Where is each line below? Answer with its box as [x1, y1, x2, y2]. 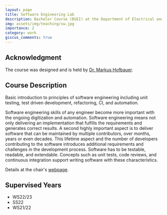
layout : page [5, 7, 32, 12]
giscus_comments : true [5, 35, 52, 40]
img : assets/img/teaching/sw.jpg [5, 21, 75, 26]
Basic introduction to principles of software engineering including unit [5, 94, 148, 100]
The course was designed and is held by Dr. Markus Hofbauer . [5, 67, 133, 73]
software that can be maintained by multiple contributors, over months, [5, 130, 151, 136]
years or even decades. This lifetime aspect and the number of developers [5, 135, 158, 142]
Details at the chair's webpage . [5, 166, 69, 172]
